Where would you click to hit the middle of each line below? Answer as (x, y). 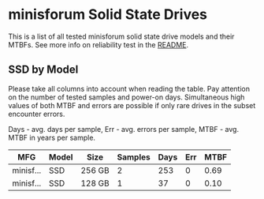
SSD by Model (43, 70)
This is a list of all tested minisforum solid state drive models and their (121, 36)
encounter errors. (37, 114)
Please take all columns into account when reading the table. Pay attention (129, 88)
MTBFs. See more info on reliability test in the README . (99, 44)
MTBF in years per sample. (52, 137)
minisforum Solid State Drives (108, 15)
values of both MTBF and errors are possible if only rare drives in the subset (132, 105)
